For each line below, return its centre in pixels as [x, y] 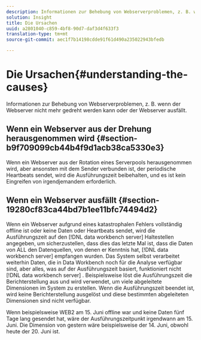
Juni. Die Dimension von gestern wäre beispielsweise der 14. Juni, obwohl [97, 325]
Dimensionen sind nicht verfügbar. [49, 300]
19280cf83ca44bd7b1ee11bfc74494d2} [82, 210]
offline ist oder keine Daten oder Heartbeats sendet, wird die [81, 230]
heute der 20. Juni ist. [33, 331]
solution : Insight [29, 17]
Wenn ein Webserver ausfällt [62, 201]
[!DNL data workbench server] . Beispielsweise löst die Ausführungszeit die [99, 275]
